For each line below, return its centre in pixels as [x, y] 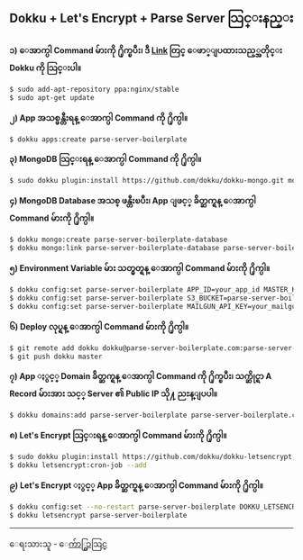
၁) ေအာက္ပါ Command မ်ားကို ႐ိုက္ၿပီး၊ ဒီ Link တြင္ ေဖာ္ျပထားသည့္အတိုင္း [146, 50]
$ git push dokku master [56, 357]
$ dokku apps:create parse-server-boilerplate [98, 139]
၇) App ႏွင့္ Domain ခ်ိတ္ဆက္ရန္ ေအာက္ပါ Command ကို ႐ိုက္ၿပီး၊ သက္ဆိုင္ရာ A [141, 376]
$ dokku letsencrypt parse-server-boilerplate [98, 515]
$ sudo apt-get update [52, 97]
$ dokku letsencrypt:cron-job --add [78, 465]
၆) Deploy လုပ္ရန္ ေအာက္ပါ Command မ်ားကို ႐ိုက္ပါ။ [99, 326]
